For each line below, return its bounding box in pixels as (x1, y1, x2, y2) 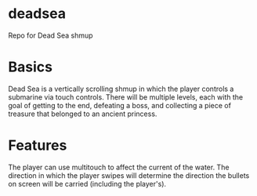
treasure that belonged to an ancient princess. (8, 109, 157, 118)
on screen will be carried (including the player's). (8, 179, 167, 188)
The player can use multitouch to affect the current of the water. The (8, 162, 230, 172)
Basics (8, 58, 53, 76)
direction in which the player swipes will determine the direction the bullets (8, 170, 250, 180)
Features (8, 136, 67, 154)
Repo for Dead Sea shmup (8, 31, 93, 40)
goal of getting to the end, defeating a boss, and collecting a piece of (8, 100, 231, 110)
